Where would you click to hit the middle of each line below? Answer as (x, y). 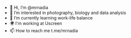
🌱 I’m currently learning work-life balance (51, 18)
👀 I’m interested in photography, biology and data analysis (68, 13)
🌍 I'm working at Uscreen (36, 23)
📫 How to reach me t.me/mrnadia (44, 31)
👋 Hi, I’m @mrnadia (29, 8)
